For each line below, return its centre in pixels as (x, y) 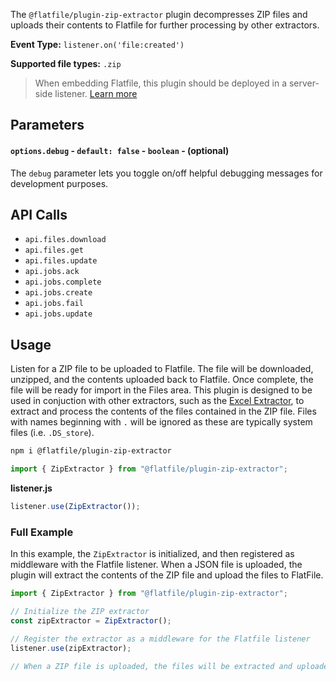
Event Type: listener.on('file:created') (97, 44)
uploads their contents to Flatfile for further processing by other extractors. (165, 25)
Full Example (42, 532)
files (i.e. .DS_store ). (52, 433)
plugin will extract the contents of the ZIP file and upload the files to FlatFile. (167, 575)
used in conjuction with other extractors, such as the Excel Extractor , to (157, 401)
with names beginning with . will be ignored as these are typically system (161, 422)
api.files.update (61, 261)
